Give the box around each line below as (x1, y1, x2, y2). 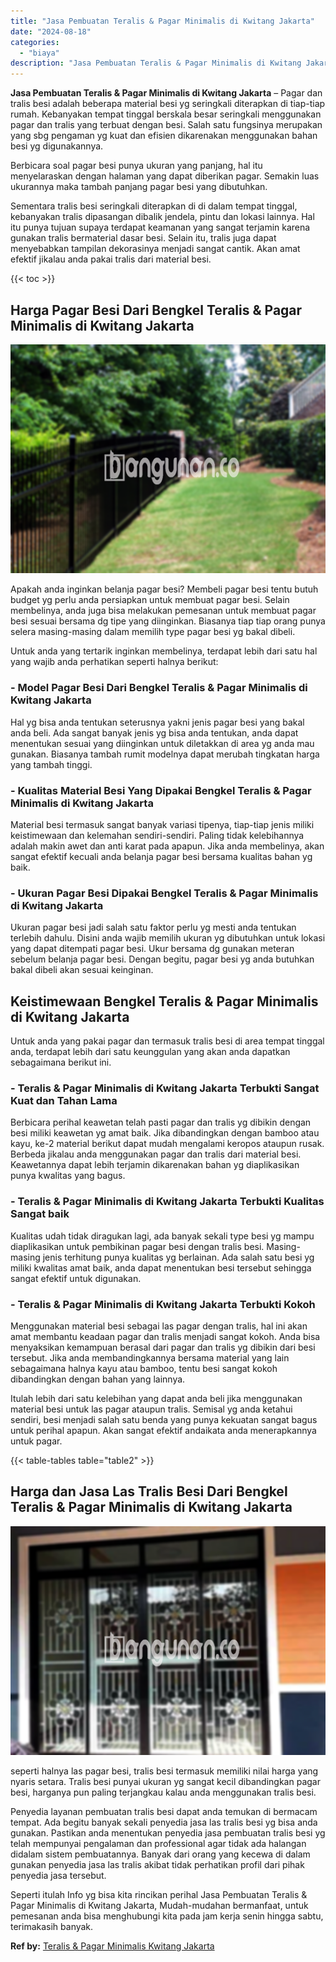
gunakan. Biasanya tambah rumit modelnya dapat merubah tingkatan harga (10, 748, 320, 760)
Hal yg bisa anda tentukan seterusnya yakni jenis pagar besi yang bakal (10, 716, 305, 728)
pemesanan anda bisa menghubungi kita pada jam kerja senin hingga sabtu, (10, 1910, 324, 1922)
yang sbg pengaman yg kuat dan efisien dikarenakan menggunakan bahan (10, 130, 318, 142)
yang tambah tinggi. (10, 758, 93, 770)
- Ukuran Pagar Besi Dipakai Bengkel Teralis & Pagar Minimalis (10, 886, 319, 900)
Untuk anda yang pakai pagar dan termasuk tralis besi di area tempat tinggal (10, 1035, 325, 1047)
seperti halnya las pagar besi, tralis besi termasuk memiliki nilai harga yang (10, 1765, 319, 1777)
